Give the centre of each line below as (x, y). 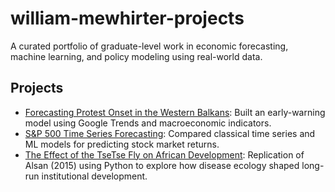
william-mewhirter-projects (127, 18)
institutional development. (94, 176)
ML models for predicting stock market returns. (122, 144)
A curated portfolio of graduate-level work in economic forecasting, (149, 46)
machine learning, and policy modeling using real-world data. (136, 56)
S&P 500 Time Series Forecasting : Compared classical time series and (170, 133)
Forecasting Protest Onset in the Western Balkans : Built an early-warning (175, 112)
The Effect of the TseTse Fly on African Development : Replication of (164, 154)
